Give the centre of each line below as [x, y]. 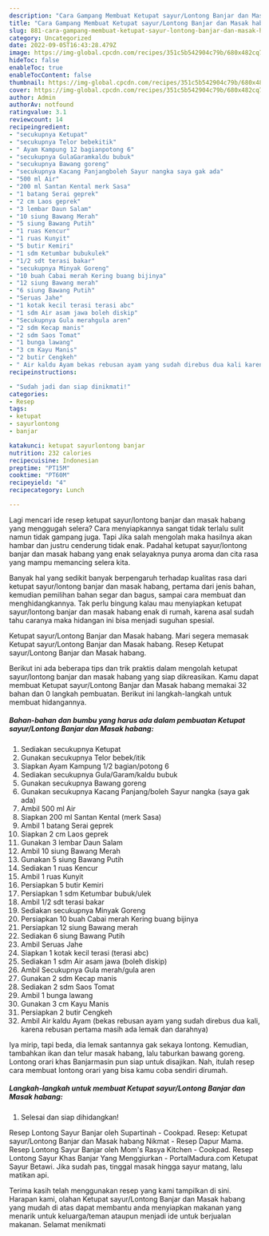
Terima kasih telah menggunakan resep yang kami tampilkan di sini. [120, 1190]
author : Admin [33, 97]
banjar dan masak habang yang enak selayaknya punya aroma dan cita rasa [134, 554]
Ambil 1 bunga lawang [57, 995]
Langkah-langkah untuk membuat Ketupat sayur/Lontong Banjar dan [127, 1088]
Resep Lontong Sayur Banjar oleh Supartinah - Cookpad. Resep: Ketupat [129, 1132]
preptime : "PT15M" [40, 468]
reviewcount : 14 [36, 120]
